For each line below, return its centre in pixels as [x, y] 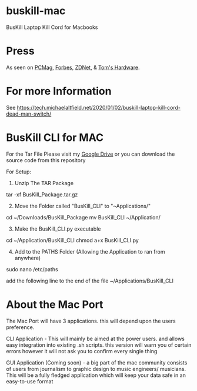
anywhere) [28, 258]
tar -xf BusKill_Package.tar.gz [42, 194]
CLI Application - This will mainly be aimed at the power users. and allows [96, 339]
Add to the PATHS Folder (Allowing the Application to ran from [90, 251]
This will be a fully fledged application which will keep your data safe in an [96, 375]
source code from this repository [46, 160]
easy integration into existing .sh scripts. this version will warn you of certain [99, 345]
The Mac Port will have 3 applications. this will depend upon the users [91, 321]
